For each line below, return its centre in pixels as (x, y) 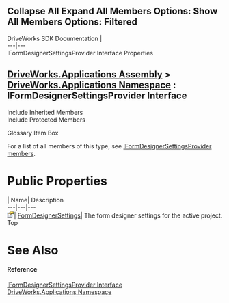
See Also (33, 250)
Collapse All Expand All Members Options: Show (112, 11)
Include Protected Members (46, 120)
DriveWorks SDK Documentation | (55, 38)
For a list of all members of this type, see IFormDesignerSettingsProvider (109, 146)
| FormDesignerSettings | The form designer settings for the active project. (118, 215)
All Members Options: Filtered (72, 22)
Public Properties (57, 181)
